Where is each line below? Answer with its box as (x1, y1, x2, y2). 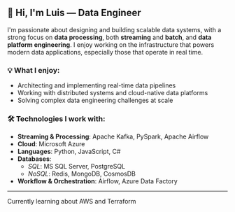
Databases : (17, 155, 52, 163)
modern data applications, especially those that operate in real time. (7, 48, 204, 56)
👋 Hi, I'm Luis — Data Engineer (7, 7, 141, 19)
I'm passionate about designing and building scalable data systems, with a (7, 25, 222, 34)
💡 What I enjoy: (7, 65, 60, 75)
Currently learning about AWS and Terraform (7, 197, 136, 206)
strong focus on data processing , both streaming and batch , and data (7, 33, 212, 41)
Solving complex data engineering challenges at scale (17, 96, 173, 105)
